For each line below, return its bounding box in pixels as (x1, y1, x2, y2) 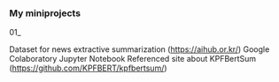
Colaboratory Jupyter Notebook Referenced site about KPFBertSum (9, 54, 257, 64)
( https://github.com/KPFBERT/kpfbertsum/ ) (9, 63, 167, 73)
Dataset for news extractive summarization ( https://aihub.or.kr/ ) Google (9, 44, 270, 55)
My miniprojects (9, 7, 81, 19)
